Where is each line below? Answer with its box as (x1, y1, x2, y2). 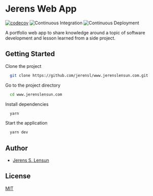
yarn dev (10, 130, 28, 135)
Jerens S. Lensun (12, 158, 49, 164)
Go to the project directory (5, 82, 61, 88)
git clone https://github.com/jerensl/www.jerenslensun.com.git (10, 73, 148, 78)
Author (5, 144, 28, 152)
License (5, 172, 31, 180)
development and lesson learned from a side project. (5, 35, 116, 41)
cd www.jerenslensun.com (10, 92, 62, 97)
